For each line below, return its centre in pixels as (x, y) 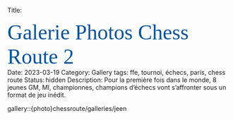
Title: (15, 10)
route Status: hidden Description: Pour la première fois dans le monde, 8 (112, 80)
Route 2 (41, 56)
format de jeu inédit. (37, 95)
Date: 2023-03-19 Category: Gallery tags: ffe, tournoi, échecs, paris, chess (116, 72)
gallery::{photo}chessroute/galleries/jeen (67, 108)
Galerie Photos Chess (98, 32)
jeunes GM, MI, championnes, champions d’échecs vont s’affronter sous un (117, 87)
